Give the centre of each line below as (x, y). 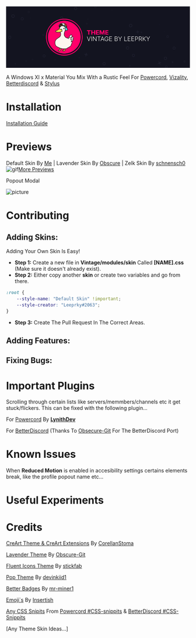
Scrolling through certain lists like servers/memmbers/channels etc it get (93, 402)
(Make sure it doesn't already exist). (57, 269)
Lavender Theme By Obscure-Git (46, 555)
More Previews (36, 170)
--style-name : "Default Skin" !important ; (69, 299)
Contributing (38, 215)
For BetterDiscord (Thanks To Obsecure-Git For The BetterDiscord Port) (92, 431)
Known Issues (41, 454)
